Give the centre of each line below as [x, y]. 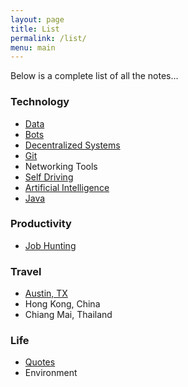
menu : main [33, 47]
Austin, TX [46, 293]
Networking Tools [61, 166]
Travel [26, 271]
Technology [40, 102]
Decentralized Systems [72, 145]
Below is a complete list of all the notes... [94, 76]
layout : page [37, 19]
